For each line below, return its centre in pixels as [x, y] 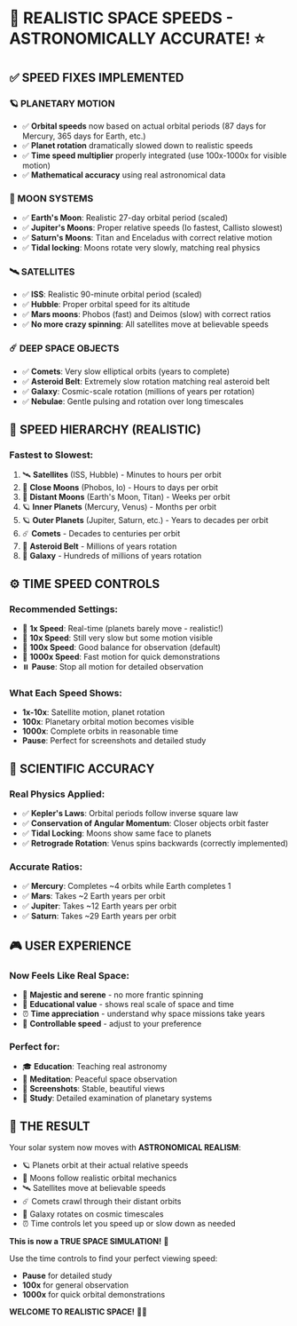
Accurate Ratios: [46, 867]
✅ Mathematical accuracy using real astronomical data [124, 175]
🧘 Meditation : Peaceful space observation [99, 1079]
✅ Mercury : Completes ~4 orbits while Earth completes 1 [127, 886]
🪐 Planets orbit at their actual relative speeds [105, 1165]
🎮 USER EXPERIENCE [70, 945]
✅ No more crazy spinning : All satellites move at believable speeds [145, 324]
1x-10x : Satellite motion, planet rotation [94, 712]
